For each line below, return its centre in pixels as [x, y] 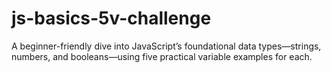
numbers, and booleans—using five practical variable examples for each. [162, 56]
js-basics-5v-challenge [111, 18]
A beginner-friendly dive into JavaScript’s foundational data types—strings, [166, 46]
